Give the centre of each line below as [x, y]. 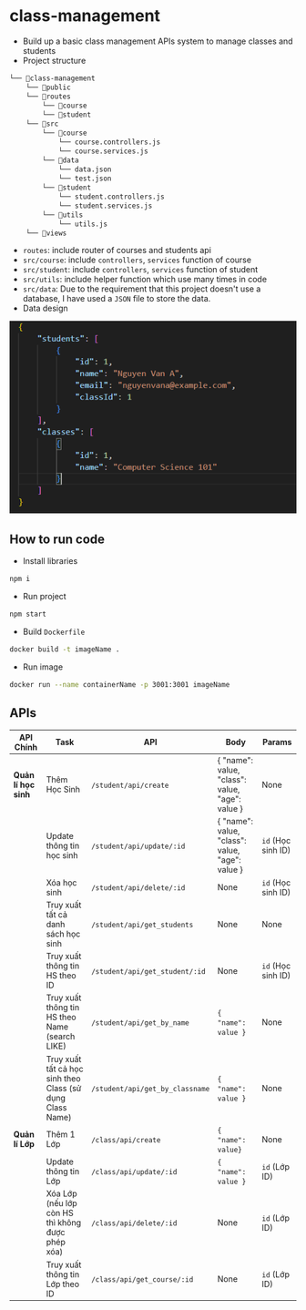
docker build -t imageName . [65, 649]
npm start [28, 614]
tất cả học [65, 1069]
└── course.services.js [103, 151]
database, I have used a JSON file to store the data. [117, 298]
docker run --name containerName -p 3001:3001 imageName [120, 684]
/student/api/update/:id [138, 846]
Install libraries [50, 561]
